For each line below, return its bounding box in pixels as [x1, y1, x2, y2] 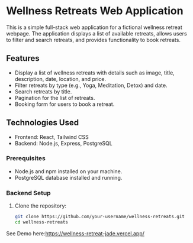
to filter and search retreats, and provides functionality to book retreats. [6, 36, 181, 43]
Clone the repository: [14, 202, 67, 209]
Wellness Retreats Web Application [6, 4, 184, 18]
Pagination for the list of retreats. [14, 94, 95, 101]
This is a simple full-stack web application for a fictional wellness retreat [6, 24, 182, 31]
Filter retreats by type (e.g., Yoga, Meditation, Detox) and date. [14, 82, 168, 89]
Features [6, 53, 40, 63]
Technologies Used [6, 118, 79, 128]
